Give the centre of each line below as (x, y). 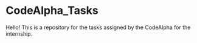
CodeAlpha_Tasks (52, 11)
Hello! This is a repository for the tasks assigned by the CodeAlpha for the (98, 27)
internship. (19, 33)
